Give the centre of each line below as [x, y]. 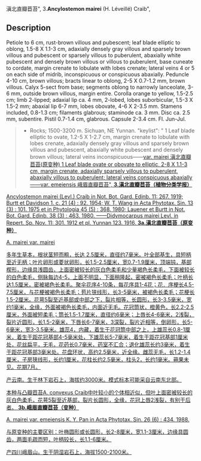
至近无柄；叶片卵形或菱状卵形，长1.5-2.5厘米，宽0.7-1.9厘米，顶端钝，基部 [99, 262]
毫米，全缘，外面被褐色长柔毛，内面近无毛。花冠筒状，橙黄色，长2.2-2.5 [104, 307]
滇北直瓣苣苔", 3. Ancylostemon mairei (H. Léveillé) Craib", [78, 9]
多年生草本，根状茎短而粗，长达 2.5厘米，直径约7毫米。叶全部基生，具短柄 [99, 254]
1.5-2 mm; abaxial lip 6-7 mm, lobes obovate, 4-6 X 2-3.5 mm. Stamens [94, 106]
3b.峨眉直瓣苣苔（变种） [48, 407]
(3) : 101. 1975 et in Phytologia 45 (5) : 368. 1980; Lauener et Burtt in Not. [96, 209]
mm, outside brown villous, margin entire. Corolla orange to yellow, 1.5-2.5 [102, 93]
